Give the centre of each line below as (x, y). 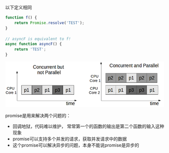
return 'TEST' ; (30, 49)
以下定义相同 (18, 7)
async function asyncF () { (34, 44)
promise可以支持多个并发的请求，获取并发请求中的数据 (70, 139)
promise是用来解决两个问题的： (38, 116)
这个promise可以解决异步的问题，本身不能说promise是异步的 (76, 145)
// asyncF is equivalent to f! (38, 39)
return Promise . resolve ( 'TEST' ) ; (49, 23)
